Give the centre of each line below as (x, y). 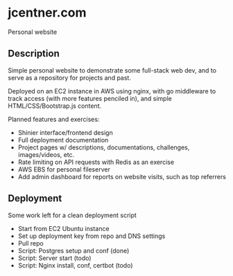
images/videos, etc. (46, 154)
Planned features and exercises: (54, 119)
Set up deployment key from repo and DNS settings (92, 236)
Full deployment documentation (63, 140)
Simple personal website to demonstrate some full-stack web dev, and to (112, 70)
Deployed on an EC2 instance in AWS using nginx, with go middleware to (112, 91)
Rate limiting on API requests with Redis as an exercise (96, 162)
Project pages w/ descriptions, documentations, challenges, (104, 147)
